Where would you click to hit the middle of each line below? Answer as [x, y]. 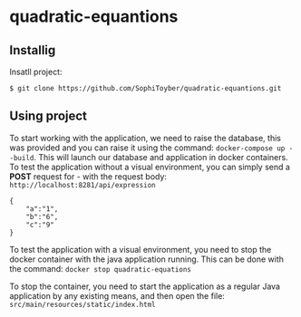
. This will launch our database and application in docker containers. [160, 157]
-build [22, 158]
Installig [33, 50]
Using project [49, 116]
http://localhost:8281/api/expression [83, 185]
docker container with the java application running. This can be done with [146, 259]
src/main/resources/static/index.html [83, 304]
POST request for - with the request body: [88, 176]
